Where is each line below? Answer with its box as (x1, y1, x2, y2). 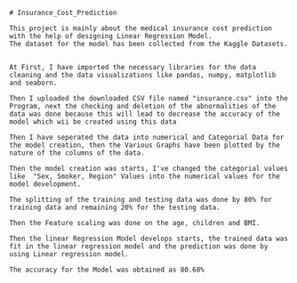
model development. (9, 180, 82, 189)
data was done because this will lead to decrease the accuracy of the (9, 109, 280, 118)
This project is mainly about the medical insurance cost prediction (9, 24, 273, 33)
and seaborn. (9, 78, 58, 87)
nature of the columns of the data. (9, 149, 145, 158)
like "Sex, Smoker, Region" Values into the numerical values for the (9, 172, 280, 181)
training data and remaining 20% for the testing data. (9, 203, 221, 212)
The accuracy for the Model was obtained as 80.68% (9, 265, 205, 274)
